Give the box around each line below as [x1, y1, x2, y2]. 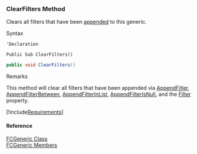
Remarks [6, 73, 28, 80]
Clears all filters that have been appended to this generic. [6, 18, 147, 26]
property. [6, 97, 29, 104]
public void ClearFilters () [6, 62, 76, 68]
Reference [6, 122, 33, 129]
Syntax [6, 30, 24, 37]
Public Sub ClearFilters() [6, 52, 73, 58]
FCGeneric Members [6, 142, 58, 149]
